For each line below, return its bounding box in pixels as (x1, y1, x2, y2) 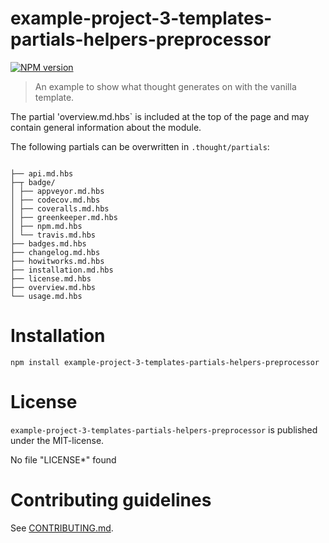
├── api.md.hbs (10, 168, 74, 179)
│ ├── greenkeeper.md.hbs (10, 212, 118, 222)
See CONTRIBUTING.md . (10, 522, 114, 534)
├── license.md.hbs (10, 273, 92, 284)
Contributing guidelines (10, 489, 212, 511)
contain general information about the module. (10, 121, 202, 133)
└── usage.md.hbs (10, 291, 83, 301)
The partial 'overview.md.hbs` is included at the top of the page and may (10, 110, 310, 122)
